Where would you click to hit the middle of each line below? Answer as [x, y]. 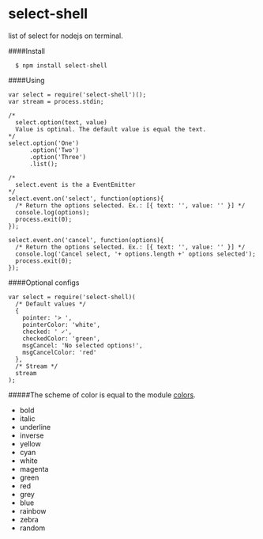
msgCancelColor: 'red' [60, 352]
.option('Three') [58, 157]
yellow [30, 443]
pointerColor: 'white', [62, 325]
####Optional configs [44, 283]
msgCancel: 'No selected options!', [83, 345]
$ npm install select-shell [62, 65]
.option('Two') [54, 150]
